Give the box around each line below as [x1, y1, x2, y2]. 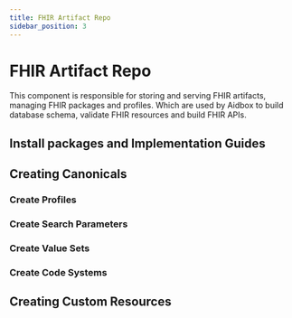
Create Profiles [9, 193, 77, 206]
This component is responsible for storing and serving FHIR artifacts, [9, 90, 267, 101]
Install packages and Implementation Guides [9, 136, 266, 151]
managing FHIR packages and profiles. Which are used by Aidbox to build [9, 100, 284, 111]
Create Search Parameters [9, 218, 128, 230]
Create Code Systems [9, 266, 108, 278]
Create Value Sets [9, 241, 90, 254]
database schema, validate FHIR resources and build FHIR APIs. [9, 109, 247, 120]
